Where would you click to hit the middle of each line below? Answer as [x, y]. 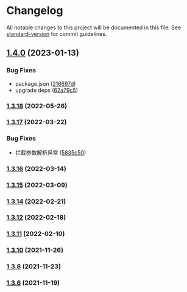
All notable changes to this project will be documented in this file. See [94, 27]
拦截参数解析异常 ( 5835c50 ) [51, 152]
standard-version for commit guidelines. [57, 33]
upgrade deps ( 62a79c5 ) [46, 90]
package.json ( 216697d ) [45, 83]
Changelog [35, 11]
